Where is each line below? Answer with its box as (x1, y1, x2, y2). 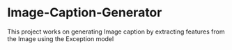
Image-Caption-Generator (7, 5, 162, 21)
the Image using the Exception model (7, 34, 114, 42)
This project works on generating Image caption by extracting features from (7, 27, 225, 36)
